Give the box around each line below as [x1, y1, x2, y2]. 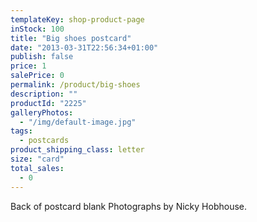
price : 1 [10, 61, 47, 71]
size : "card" [10, 154, 65, 164]
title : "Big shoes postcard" [10, 33, 132, 43]
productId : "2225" [10, 98, 87, 108]
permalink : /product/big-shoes [10, 80, 141, 90]
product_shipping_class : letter [10, 145, 145, 155]
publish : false [10, 52, 74, 62]
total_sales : [10, 163, 65, 173]
